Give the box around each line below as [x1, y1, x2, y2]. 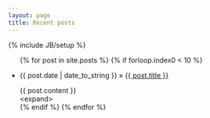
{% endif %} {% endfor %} [19, 102, 107, 112]
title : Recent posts [8, 19, 76, 27]
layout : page [8, 11, 51, 20]
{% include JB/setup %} [8, 40, 86, 49]
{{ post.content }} [19, 85, 77, 95]
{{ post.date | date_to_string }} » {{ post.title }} [19, 70, 169, 80]
